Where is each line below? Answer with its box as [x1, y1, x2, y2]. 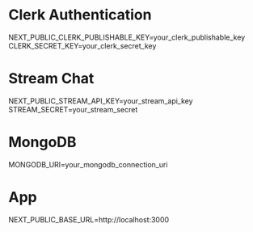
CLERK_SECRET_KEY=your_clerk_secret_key [8, 40, 157, 50]
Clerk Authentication [8, 6, 152, 24]
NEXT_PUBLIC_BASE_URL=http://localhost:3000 [8, 214, 170, 224]
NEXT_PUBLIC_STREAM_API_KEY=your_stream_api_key [8, 95, 193, 106]
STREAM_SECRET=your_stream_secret [8, 104, 138, 114]
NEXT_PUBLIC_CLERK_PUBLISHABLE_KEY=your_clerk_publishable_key [8, 32, 246, 42]
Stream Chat [8, 70, 95, 88]
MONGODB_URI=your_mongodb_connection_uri [8, 159, 168, 169]
